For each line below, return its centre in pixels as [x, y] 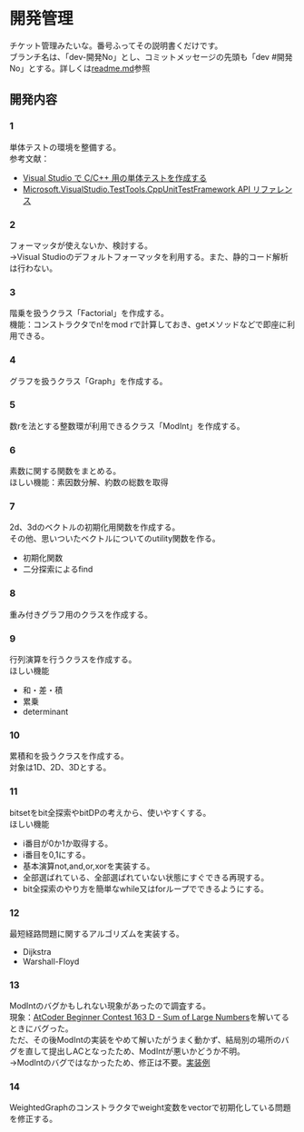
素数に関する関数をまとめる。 [65, 471]
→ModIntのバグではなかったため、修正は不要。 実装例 [110, 1063]
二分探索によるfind [58, 570]
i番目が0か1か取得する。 [68, 843]
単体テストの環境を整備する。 [65, 147]
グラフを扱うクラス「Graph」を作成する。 [88, 381]
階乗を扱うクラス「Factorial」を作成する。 [89, 313]
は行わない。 [33, 268]
